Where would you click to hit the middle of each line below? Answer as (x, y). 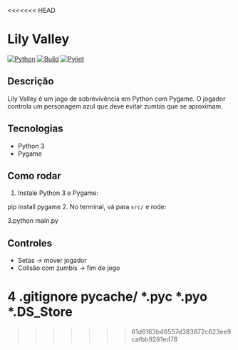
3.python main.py (33, 221)
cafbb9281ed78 (155, 339)
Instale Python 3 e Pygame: (58, 193)
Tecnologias (35, 129)
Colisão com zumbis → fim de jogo (69, 268)
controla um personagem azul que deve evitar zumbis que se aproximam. (115, 106)
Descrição (31, 81)
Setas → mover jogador (52, 261)
